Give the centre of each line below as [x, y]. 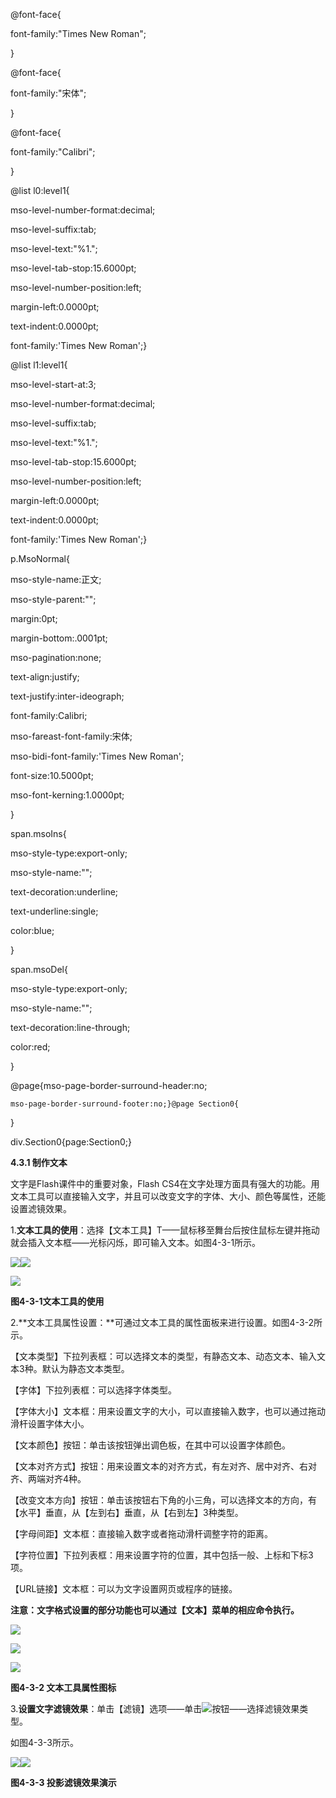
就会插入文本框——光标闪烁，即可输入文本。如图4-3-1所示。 [136, 1242]
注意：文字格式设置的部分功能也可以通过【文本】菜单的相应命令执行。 [155, 1610]
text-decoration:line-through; [70, 1027]
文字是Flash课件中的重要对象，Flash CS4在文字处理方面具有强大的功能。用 [165, 1183]
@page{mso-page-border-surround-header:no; [109, 1085]
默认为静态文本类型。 [85, 1368]
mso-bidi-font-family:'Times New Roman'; [97, 756]
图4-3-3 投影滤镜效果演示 [63, 1782]
